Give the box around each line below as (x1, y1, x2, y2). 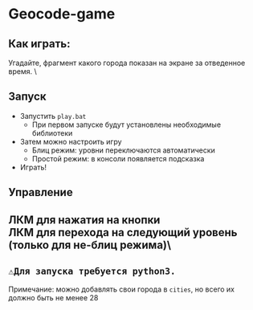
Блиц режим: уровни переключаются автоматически (31, 145, 215, 155)
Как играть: (8, 37, 71, 51)
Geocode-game (8, 5, 116, 23)
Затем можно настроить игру (19, 137, 122, 146)
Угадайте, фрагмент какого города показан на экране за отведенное (8, 58, 246, 67)
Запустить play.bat (19, 111, 87, 120)
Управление (8, 186, 74, 199)
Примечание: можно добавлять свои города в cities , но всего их (8, 284, 235, 294)
